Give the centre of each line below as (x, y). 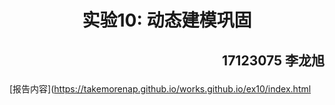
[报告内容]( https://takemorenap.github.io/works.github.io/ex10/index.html (160, 88)
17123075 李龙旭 (273, 60)
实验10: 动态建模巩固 (167, 20)
